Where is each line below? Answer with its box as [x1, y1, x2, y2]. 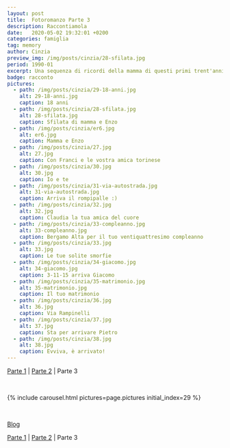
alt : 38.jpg [19, 342, 53, 349]
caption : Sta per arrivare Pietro [19, 329, 118, 336]
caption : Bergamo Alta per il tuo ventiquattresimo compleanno [19, 233, 204, 240]
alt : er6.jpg [19, 131, 57, 138]
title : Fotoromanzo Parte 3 [7, 16, 90, 23]
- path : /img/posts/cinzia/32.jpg [13, 202, 112, 209]
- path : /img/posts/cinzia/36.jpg [13, 297, 112, 304]
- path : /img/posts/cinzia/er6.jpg [13, 125, 115, 132]
